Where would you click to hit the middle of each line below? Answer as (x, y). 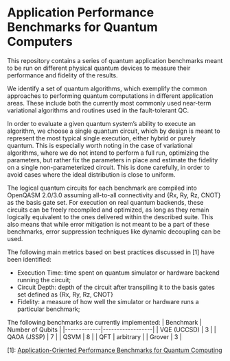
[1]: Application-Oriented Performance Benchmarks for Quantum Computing (115, 350)
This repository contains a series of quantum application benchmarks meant (115, 60)
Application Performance (81, 13)
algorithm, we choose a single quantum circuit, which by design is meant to (114, 131)
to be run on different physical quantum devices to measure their (99, 68)
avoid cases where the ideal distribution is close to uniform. (91, 174)
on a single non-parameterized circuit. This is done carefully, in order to (108, 167)
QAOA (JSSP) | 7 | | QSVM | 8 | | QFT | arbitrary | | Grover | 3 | (94, 336)
